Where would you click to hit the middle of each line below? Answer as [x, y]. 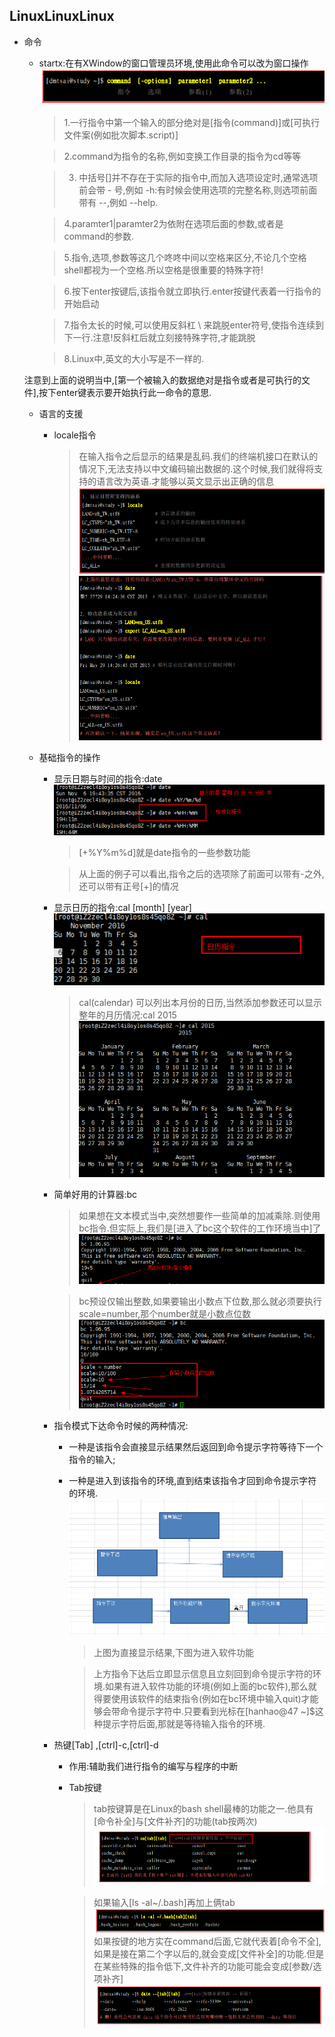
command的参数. [99, 236]
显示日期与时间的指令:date [108, 778]
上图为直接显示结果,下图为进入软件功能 [174, 1653]
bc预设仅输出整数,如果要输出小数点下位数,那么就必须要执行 [200, 1301]
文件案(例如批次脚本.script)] [121, 135]
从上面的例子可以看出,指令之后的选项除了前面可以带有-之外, [201, 873]
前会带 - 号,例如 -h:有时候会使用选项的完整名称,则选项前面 [198, 190]
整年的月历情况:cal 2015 [127, 1015]
